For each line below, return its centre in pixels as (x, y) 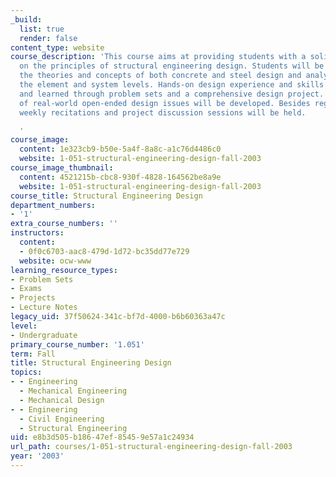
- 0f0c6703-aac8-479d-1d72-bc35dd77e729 (104, 251)
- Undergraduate (44, 335)
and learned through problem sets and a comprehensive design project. (172, 94)
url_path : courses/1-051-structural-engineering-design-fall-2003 (151, 447)
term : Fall (33, 354)
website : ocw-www (55, 261)
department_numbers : (53, 205)
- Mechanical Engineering (73, 391)
